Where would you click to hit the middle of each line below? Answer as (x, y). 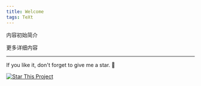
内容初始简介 (22, 35)
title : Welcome (25, 12)
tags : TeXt (20, 17)
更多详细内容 (22, 47)
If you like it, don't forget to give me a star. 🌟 (61, 65)
